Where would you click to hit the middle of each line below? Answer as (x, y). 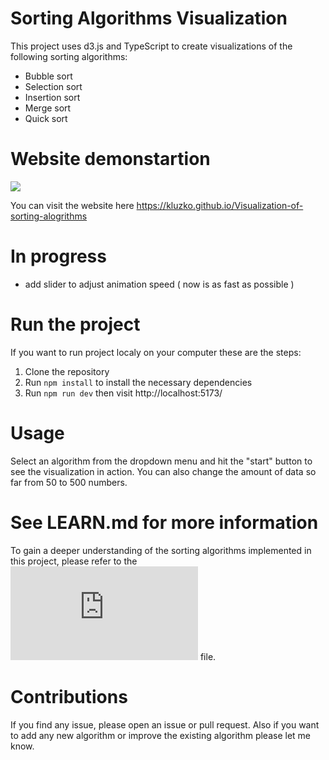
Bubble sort (48, 76)
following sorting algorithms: (69, 56)
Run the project (75, 324)
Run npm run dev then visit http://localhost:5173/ (123, 393)
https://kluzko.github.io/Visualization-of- (220, 205)
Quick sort (46, 118)
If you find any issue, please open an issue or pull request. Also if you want (165, 724)
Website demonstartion (110, 159)
